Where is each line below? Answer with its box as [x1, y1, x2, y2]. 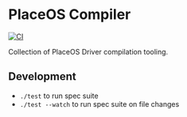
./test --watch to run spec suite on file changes [19, 99, 180, 108]
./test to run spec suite [19, 91, 99, 100]
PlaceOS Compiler [8, 6, 131, 24]
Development [8, 70, 77, 84]
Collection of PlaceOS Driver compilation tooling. [8, 47, 169, 56]
